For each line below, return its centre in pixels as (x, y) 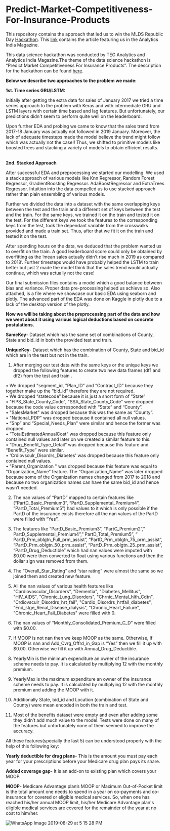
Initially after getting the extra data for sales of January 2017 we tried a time (84, 100)
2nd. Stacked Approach (31, 162)
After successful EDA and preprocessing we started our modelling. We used (85, 173)
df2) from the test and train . (42, 376)
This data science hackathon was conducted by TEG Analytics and (75, 55)
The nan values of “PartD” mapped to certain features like (73, 497)
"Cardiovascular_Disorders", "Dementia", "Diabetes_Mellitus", (77, 591)
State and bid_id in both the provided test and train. (59, 340)
